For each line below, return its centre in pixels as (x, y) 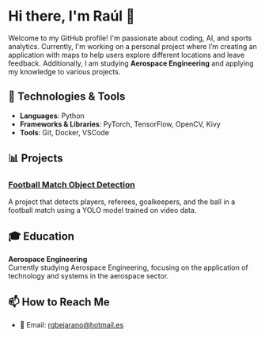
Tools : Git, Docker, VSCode (64, 132)
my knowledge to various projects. (64, 71)
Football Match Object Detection (72, 185)
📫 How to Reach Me (59, 302)
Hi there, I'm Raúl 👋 (72, 16)
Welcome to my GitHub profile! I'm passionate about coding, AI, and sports (130, 38)
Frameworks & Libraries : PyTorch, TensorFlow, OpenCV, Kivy (120, 124)
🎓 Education (42, 236)
